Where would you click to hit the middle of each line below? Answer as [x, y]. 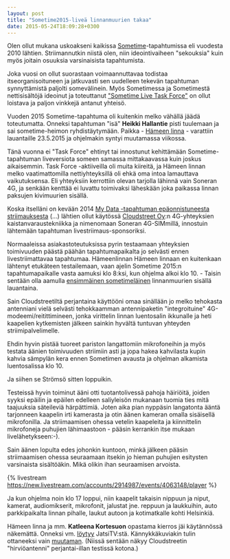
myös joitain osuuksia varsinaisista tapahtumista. [76, 61]
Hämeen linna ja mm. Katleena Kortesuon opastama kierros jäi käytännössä [115, 527]
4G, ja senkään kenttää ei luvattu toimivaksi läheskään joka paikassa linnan [113, 188]
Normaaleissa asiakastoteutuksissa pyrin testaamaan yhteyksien [99, 244]
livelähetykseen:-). [34, 436]
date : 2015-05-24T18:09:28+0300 [53, 26]
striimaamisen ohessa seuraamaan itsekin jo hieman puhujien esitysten [107, 457]
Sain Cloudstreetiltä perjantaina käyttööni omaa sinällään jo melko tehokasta [115, 302]
